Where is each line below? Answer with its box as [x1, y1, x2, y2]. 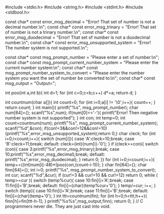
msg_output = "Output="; [5, 80, 56, 86]
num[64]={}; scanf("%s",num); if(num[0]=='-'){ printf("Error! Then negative [5, 110, 158, 116]
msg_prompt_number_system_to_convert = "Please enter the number [5, 70, 145, 75]
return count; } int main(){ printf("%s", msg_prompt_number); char [5, 105, 139, 110]
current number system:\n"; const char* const [5, 65, 98, 71]
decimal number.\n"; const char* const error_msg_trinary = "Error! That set [5, 24, 157, 30]
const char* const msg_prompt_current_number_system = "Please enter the [5, 60, 159, 65]
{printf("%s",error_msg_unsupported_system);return [5, 131, 111, 136]
